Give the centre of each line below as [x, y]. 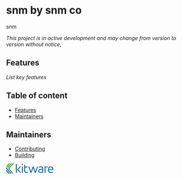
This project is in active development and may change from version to [91, 38]
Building [24, 155]
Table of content [37, 96]
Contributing [30, 149]
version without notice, [34, 44]
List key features [27, 77]
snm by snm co [44, 10]
